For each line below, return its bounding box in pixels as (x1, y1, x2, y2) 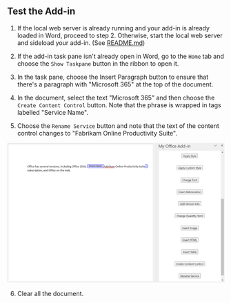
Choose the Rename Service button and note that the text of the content (17, 121, 219, 130)
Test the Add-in (7, 6, 76, 17)
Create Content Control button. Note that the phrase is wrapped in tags (17, 100, 222, 109)
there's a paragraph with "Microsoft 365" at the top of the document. (17, 80, 214, 89)
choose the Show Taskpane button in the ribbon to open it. (17, 59, 179, 68)
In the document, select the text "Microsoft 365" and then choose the (17, 93, 215, 102)
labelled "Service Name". (17, 108, 88, 116)
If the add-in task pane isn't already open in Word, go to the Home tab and (17, 52, 224, 60)
